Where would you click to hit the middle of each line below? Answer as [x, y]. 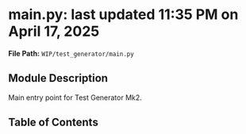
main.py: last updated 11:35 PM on [123, 15]
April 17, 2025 [54, 31]
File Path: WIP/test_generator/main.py [71, 53]
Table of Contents [54, 123]
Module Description [58, 78]
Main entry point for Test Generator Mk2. [75, 98]
